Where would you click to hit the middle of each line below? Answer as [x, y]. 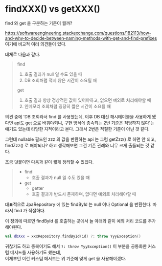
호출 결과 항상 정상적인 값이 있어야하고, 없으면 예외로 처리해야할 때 [88, 100]
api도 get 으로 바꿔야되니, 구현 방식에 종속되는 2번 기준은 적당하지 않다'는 [84, 123]
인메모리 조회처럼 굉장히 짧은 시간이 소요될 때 [68, 106]
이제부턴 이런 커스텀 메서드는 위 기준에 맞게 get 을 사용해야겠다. [66, 258]
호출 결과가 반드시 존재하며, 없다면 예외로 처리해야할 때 [84, 194]
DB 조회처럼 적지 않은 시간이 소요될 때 [60, 80]
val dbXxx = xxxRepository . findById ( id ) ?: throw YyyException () [73, 236]
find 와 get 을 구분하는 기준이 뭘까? [39, 23]
